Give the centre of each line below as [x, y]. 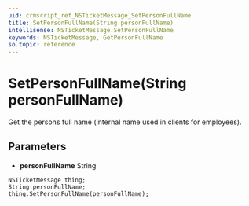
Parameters [37, 147]
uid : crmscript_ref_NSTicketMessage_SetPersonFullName [100, 15]
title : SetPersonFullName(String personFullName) [91, 23]
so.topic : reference [42, 45]
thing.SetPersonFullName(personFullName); [79, 193]
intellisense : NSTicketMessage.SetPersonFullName [91, 30]
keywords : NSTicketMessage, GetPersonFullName [86, 37]
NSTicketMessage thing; [47, 180]
